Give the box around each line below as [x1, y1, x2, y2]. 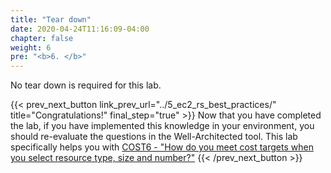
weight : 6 [10, 42, 52, 53]
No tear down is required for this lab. [10, 79, 162, 91]
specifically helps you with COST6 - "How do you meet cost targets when [10, 141, 314, 153]
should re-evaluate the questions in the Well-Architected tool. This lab [10, 131, 298, 143]
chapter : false [10, 33, 74, 43]
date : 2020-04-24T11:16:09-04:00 [10, 24, 150, 34]
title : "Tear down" [10, 14, 92, 25]
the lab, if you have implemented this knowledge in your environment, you [10, 120, 315, 132]
